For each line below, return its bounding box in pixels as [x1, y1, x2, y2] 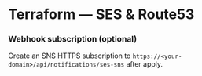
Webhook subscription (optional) [8, 34, 138, 45]
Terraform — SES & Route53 [8, 5, 195, 24]
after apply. [126, 60, 163, 69]
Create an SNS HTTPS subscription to [8, 51, 131, 60]
